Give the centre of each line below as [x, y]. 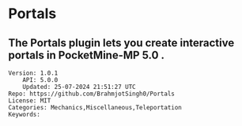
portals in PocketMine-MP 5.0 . [86, 55]
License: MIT [30, 101]
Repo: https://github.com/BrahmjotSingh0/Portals [92, 94]
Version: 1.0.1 [33, 73]
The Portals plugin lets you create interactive [121, 43]
